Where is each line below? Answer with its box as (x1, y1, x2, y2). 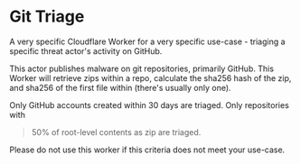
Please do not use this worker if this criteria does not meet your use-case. (9, 144, 286, 155)
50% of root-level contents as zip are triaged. (31, 126, 202, 137)
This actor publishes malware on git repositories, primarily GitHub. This (9, 63, 274, 74)
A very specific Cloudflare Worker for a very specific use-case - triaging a (9, 36, 286, 47)
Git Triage (9, 6, 85, 27)
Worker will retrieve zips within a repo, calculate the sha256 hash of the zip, (9, 72, 292, 83)
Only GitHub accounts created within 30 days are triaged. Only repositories (9, 99, 289, 110)
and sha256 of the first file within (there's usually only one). (9, 82, 232, 93)
